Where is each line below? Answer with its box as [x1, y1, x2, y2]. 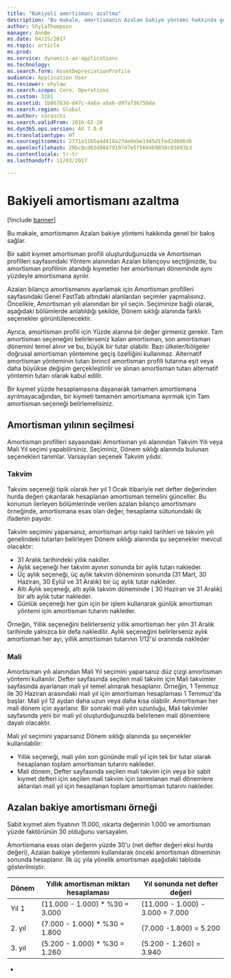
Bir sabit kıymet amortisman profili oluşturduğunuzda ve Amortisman [7, 249, 201, 258]
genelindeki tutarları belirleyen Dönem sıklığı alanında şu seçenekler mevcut [7, 535, 222, 543]
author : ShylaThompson [7, 23, 72, 30]
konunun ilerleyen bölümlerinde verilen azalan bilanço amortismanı [7, 500, 197, 508]
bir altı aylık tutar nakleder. [16, 592, 93, 600]
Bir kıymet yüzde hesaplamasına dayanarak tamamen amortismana [7, 385, 197, 393]
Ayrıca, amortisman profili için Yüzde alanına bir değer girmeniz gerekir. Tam [7, 328, 223, 336]
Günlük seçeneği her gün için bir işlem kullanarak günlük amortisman [16, 599, 213, 608]
